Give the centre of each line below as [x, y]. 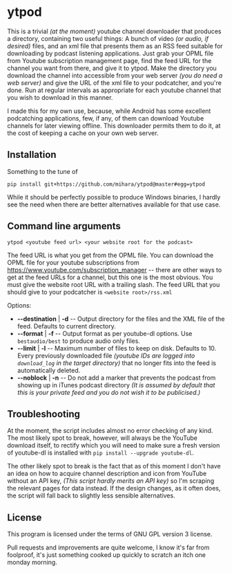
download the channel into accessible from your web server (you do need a [115, 75]
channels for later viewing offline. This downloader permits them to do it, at [114, 125]
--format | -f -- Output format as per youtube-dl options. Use [105, 333]
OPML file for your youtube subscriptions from [73, 262]
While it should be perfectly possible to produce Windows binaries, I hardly [114, 197]
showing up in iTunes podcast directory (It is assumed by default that [116, 385]
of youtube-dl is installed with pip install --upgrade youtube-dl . [101, 453]
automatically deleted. [49, 370]
